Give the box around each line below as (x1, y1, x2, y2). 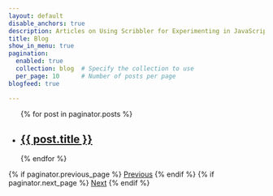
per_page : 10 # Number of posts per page (15, 72, 176, 80)
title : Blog (8, 34, 49, 43)
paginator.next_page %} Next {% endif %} (8, 178, 150, 188)
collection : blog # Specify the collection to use (15, 65, 195, 73)
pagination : (8, 49, 49, 58)
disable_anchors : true (8, 19, 85, 28)
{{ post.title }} (19, 132, 93, 146)
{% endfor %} (19, 154, 67, 164)
